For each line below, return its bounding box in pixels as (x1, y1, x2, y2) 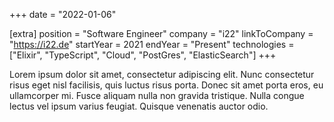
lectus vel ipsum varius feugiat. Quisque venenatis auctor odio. (9, 100, 269, 112)
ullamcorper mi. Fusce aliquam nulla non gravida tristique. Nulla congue (9, 90, 305, 101)
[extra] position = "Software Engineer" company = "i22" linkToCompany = (9, 28, 314, 39)
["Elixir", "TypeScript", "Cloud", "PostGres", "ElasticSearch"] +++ (9, 49, 277, 61)
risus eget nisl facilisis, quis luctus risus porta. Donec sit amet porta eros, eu (9, 79, 324, 91)
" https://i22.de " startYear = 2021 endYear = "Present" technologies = (9, 39, 295, 50)
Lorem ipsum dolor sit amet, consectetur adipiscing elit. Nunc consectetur (9, 69, 315, 80)
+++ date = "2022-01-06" (9, 9, 117, 20)
